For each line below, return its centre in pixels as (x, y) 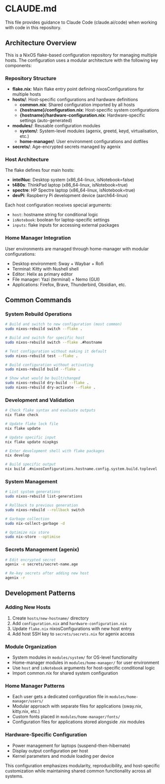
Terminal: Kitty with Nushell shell (45, 269)
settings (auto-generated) (46, 120)
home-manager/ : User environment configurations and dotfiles (84, 142)
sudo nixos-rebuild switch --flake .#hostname (54, 342)
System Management (31, 481)
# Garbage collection (27, 519)
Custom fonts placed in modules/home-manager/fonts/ (66, 717)
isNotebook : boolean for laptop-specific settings (61, 220)
